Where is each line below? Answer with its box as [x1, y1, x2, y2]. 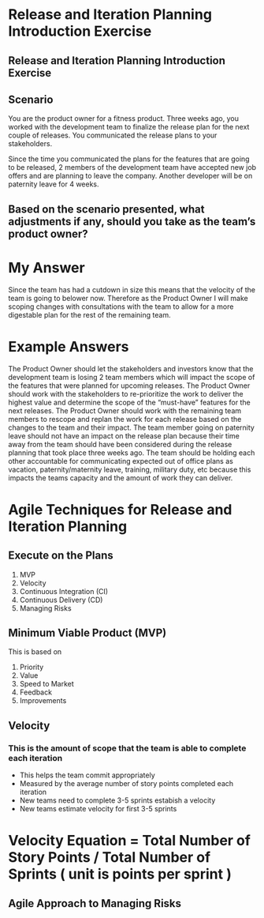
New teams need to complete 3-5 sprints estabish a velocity [19, 796, 216, 805]
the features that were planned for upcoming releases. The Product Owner [8, 381, 251, 390]
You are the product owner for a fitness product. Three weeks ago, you [8, 114, 239, 123]
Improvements [19, 696, 67, 705]
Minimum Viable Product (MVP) [8, 626, 167, 640]
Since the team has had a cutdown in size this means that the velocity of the [8, 284, 256, 294]
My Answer [8, 258, 85, 277]
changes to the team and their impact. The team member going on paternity [8, 423, 255, 432]
